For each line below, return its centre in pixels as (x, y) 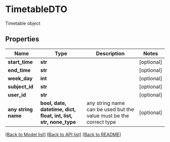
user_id (17, 94)
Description (110, 53)
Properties (22, 39)
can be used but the (110, 109)
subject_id (21, 86)
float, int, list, (56, 116)
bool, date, (53, 103)
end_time (19, 70)
